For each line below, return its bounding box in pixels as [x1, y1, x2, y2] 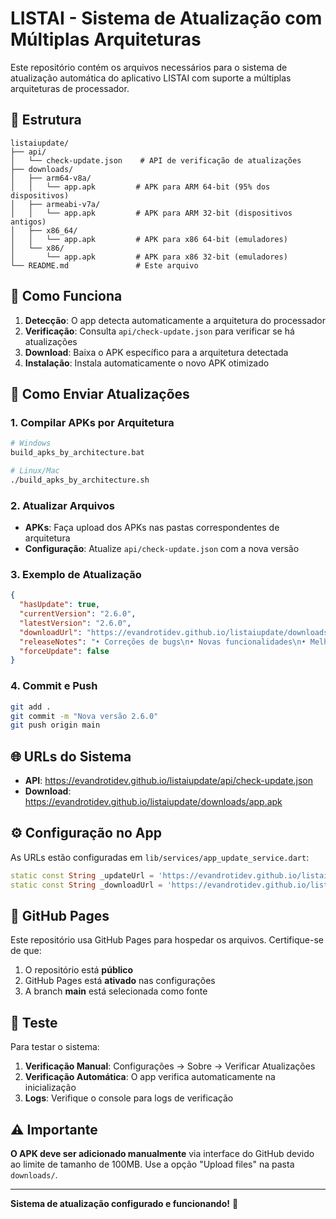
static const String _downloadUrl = [10, 880, 163, 890]
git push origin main [10, 720, 101, 731]
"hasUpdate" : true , [19, 600, 101, 610]
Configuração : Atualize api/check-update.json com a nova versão [24, 543, 300, 555]
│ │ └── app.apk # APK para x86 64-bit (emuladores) [10, 234, 288, 244]
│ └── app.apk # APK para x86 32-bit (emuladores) [10, 252, 288, 262]
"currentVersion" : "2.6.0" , [19, 609, 137, 619]
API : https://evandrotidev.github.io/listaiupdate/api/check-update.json [24, 775, 314, 787]
